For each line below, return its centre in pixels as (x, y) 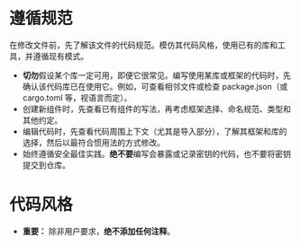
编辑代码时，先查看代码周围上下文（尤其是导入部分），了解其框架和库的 (155, 131)
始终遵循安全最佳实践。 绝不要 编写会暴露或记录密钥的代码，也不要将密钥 (156, 153)
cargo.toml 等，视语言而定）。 (77, 97)
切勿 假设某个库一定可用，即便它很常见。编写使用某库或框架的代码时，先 (156, 75)
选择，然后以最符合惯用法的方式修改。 (93, 142)
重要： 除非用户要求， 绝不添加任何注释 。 (99, 231)
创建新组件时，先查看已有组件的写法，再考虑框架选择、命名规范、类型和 (156, 109)
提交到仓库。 (46, 165)
